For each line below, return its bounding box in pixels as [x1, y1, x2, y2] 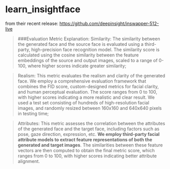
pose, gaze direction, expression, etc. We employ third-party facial [17, 131, 160, 137]
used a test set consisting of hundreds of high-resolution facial [17, 99, 150, 105]
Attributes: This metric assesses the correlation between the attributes [17, 120, 165, 126]
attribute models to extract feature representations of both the [17, 136, 152, 143]
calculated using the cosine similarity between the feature [17, 52, 139, 58]
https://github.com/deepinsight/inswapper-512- [59, 20, 159, 26]
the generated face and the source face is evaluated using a [17, 41, 144, 47]
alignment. [17, 158, 40, 164]
